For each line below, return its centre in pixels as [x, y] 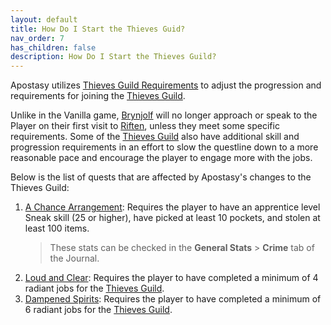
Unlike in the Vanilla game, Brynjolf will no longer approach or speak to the [164, 115]
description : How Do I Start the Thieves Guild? [113, 57]
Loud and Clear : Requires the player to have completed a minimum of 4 [171, 278]
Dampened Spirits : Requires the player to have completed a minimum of [173, 299]
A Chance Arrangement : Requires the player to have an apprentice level [172, 207]
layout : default [44, 19]
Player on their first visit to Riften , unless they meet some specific [145, 126]
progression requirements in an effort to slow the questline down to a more [164, 147]
